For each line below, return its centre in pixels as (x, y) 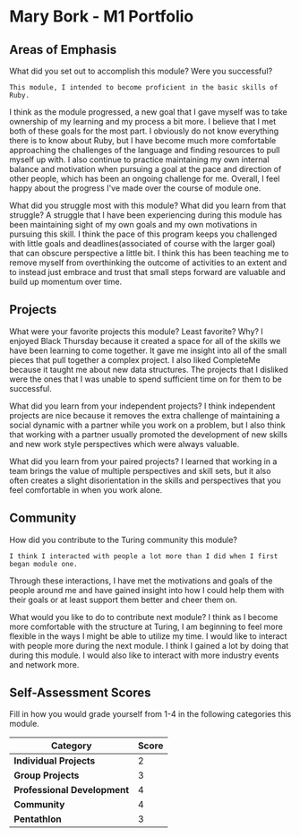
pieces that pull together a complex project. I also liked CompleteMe (135, 359)
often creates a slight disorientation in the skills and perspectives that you (145, 480)
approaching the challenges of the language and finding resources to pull (145, 150)
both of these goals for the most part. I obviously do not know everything (144, 131)
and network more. (44, 664)
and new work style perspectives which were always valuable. (124, 444)
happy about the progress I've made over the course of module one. (135, 188)
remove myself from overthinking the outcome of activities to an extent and (148, 263)
